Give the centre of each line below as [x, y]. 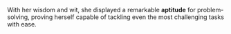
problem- [210, 10]
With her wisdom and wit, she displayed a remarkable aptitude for [101, 10]
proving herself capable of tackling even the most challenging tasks [128, 17]
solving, [18, 17]
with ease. [22, 24]
